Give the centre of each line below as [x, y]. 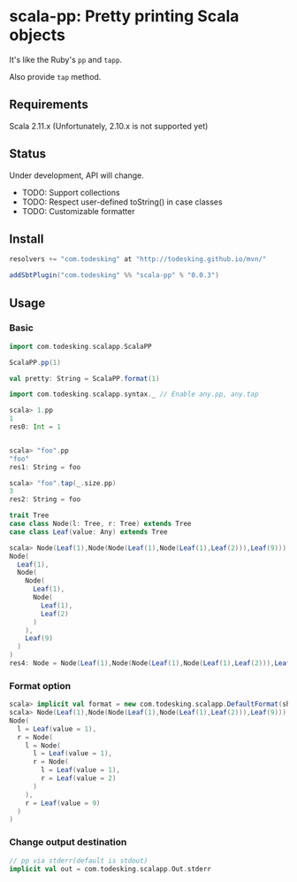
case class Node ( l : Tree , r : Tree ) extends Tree [100, 524]
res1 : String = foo [45, 467]
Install [27, 239]
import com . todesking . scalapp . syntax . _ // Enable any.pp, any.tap [134, 395]
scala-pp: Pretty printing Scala [124, 16]
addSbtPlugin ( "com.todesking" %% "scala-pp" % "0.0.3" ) [114, 275]
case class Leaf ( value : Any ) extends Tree [88, 532]
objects [38, 35]
